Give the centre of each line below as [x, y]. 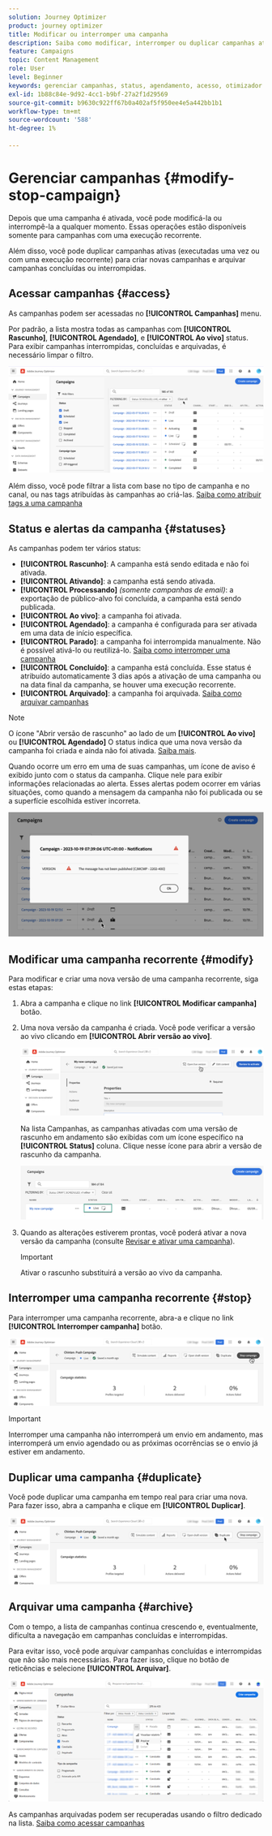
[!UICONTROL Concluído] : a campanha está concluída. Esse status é [136, 668]
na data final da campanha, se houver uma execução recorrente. [128, 685]
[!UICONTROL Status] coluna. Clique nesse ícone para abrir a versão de [141, 1145]
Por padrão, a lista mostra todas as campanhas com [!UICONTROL [120, 329]
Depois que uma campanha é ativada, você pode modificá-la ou [115, 218]
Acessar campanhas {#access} [90, 293]
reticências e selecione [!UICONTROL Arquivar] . [90, 1668]
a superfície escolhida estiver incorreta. [74, 801]
